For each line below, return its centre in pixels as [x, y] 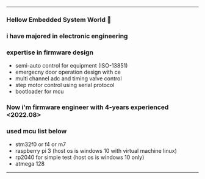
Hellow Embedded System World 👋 [59, 19]
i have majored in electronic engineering [67, 36]
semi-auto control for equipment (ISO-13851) [71, 66]
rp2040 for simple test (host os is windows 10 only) [80, 157]
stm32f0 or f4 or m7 [40, 144]
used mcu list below [37, 131]
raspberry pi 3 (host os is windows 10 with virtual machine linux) [96, 151]
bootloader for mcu [39, 91]
